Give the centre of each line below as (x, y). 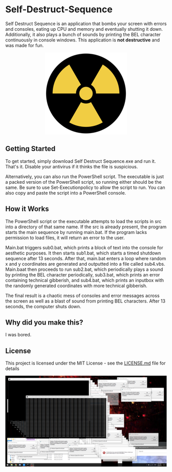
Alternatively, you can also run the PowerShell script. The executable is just (85, 176)
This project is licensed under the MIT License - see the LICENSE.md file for (85, 363)
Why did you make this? (44, 322)
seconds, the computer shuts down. (43, 306)
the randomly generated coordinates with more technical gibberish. (76, 286)
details (12, 369)
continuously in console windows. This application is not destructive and (83, 40)
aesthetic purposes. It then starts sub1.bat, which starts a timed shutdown (83, 253)
